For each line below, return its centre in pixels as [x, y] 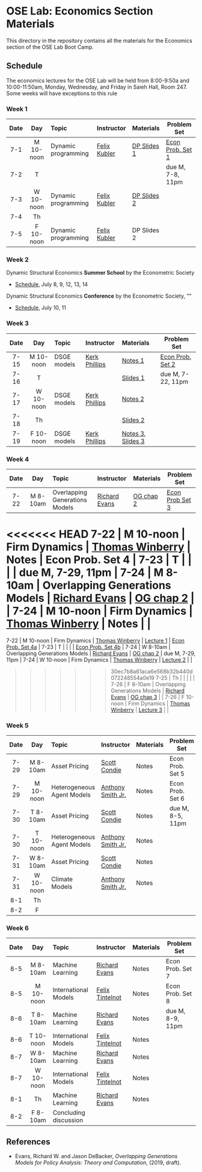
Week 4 [18, 459]
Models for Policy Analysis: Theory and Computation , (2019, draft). [98, 1163]
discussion [68, 1120]
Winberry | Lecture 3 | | [140, 710]
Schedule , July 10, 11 [40, 308]
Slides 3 [133, 441]
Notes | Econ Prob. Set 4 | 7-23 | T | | [99, 560]
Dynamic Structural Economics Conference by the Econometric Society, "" [99, 296]
